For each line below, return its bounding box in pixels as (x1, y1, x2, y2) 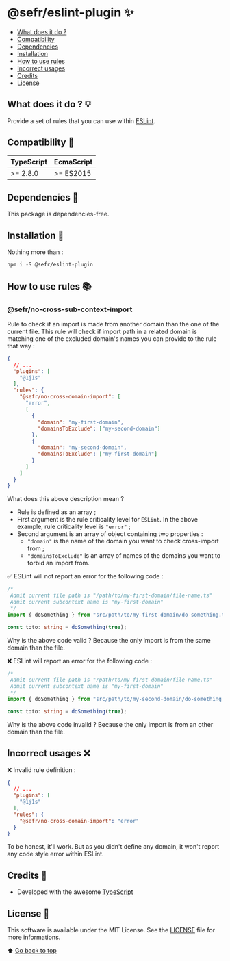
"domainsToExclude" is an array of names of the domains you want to (27, 552, 221, 560)
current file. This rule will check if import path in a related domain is (7, 327, 197, 335)
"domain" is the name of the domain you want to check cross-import (27, 537, 219, 546)
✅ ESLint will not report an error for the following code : (7, 572, 164, 580)
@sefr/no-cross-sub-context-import (7, 305, 133, 314)
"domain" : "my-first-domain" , (37, 419, 125, 426)
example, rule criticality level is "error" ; (16, 522, 131, 531)
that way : (7, 342, 36, 350)
